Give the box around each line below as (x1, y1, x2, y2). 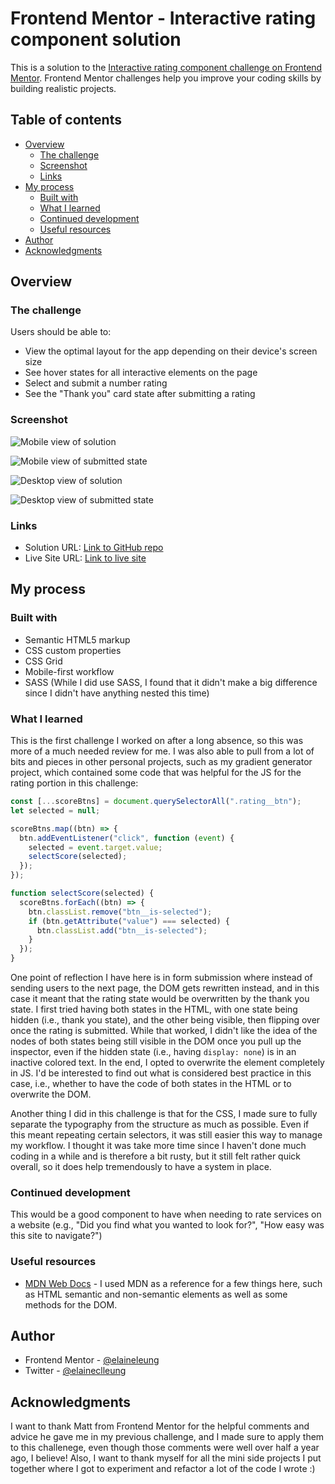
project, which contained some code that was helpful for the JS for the (10, 767, 302, 779)
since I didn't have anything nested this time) (24, 687, 210, 699)
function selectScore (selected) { (10, 888, 155, 899)
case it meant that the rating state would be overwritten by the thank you (10, 993, 310, 1005)
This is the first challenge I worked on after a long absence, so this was (10, 735, 304, 747)
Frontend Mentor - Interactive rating (10, 7, 317, 30)
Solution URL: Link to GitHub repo (24, 542, 164, 554)
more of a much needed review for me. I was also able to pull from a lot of (10, 745, 315, 757)
